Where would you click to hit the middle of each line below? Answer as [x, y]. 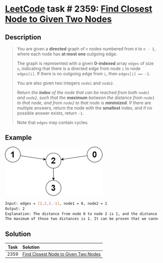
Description [23, 37]
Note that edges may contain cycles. [53, 123]
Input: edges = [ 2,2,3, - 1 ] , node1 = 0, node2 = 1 [56, 203]
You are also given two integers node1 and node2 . [65, 83]
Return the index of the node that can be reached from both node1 [83, 92]
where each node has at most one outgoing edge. [67, 54]
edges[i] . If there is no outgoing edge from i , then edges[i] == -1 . [83, 74]
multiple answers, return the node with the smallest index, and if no [85, 108]
